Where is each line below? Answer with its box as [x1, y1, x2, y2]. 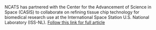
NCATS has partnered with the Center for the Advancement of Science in [4, 4, 152, 10]
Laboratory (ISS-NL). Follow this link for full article [4, 19, 105, 25]
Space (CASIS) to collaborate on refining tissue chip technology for [4, 9, 139, 15]
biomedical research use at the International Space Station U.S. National [4, 15, 150, 20]
